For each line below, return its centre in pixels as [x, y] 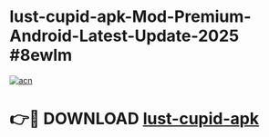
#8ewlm [41, 55]
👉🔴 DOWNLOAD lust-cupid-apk [134, 119]
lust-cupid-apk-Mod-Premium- [130, 17]
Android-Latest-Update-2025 [124, 36]
